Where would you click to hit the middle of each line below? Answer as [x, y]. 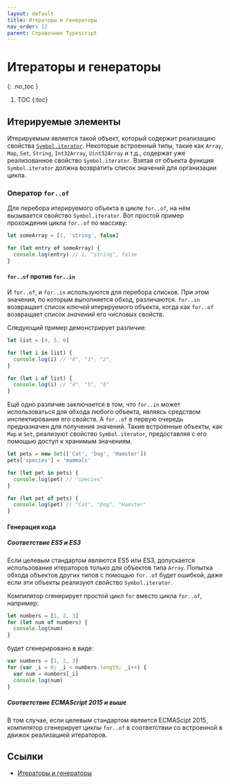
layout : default [30, 14]
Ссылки [25, 756]
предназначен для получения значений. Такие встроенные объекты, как [115, 426]
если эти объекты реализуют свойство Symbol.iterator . [90, 582]
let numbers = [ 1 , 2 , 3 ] [43, 616]
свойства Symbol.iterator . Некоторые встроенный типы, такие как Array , [115, 146]
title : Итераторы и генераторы [52, 20]
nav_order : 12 [28, 26]
